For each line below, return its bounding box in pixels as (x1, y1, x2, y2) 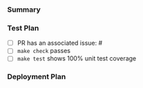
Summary (7, 5, 41, 14)
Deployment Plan (7, 72, 66, 82)
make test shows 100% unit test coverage (17, 54, 137, 63)
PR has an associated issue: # (17, 39, 103, 47)
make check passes (17, 47, 71, 55)
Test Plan (7, 23, 39, 32)
